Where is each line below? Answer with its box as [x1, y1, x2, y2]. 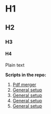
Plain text [5, 62, 25, 68]
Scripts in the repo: [5, 72, 46, 78]
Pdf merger [12, 81, 36, 87]
